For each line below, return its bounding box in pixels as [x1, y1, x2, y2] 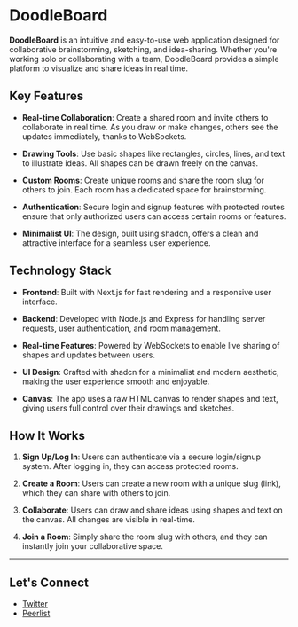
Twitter [21, 599, 49, 609]
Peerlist [21, 608, 51, 619]
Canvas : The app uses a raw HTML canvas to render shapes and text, [21, 393, 279, 404]
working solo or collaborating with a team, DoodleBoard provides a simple [9, 53, 279, 64]
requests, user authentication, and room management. [21, 323, 222, 333]
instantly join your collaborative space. [21, 541, 164, 552]
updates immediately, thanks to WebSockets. [21, 130, 187, 142]
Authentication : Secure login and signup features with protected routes [21, 201, 286, 212]
